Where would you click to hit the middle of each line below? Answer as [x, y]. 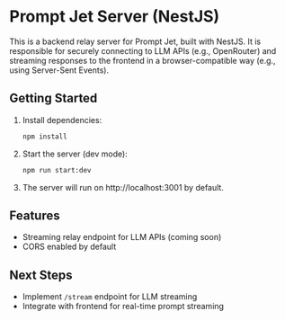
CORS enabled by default [69, 247]
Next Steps [41, 275]
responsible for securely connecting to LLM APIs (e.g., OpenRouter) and [143, 50]
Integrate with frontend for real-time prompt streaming [123, 307]
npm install [45, 137]
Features [35, 215]
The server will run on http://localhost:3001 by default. [123, 187]
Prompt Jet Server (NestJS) [115, 17]
